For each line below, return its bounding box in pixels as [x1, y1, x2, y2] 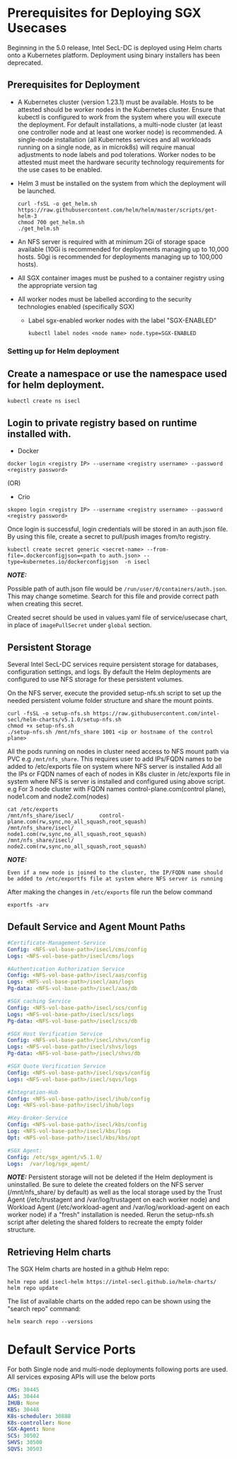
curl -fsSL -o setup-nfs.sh [7, 710, 91, 717]
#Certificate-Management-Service [7, 939, 106, 946]
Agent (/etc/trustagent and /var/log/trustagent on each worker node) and [7, 1195, 221, 1204]
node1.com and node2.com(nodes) [7, 792, 110, 801]
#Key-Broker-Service [7, 1115, 69, 1122]
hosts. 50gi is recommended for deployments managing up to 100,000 [17, 252, 223, 261]
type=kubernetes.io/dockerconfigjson [7, 559, 119, 566]
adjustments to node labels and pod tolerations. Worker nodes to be [17, 150, 216, 158]
